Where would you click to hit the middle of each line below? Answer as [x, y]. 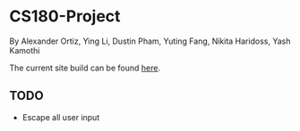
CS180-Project [65, 16]
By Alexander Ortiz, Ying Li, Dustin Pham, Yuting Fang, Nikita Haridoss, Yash [150, 41]
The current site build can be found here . [85, 68]
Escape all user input [61, 117]
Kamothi [25, 50]
